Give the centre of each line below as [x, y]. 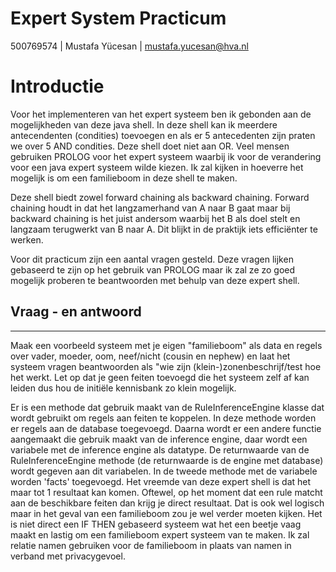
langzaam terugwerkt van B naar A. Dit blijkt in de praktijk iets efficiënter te [164, 229]
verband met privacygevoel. [68, 556]
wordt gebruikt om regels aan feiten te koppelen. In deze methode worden [163, 418]
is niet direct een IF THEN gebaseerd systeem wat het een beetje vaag [156, 524]
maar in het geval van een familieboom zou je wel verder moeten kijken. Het [166, 513]
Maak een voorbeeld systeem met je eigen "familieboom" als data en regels [166, 345]
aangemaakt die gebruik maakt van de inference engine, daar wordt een [159, 439]
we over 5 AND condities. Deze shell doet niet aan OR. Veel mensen [150, 146]
